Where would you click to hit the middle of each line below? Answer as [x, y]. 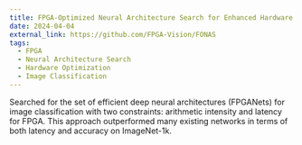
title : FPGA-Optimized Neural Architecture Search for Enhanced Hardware [151, 18]
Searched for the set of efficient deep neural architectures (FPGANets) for [147, 102]
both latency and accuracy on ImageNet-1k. [90, 131]
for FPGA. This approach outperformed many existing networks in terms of [149, 121]
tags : [19, 43]
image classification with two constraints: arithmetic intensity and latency [146, 111]
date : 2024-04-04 [42, 26]
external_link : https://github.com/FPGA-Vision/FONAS [113, 34]
